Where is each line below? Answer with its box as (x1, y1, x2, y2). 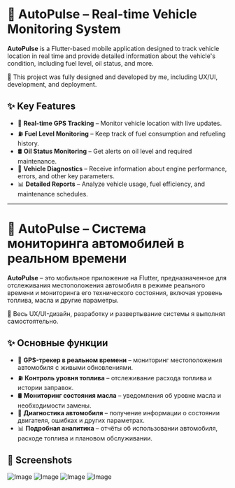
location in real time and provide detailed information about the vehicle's (7, 52, 215, 60)
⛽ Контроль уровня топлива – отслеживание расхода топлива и (17, 373, 212, 382)
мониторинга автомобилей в (7, 236, 185, 251)
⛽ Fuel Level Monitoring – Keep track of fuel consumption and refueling (17, 129, 226, 138)
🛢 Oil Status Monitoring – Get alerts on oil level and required (17, 147, 192, 155)
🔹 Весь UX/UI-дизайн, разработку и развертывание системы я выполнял (7, 309, 226, 317)
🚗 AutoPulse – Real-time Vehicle (7, 6, 197, 22)
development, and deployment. (7, 80, 97, 88)
